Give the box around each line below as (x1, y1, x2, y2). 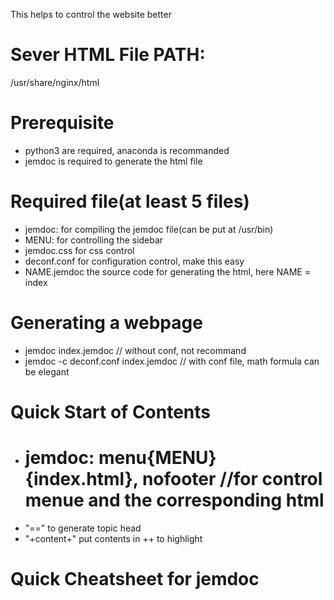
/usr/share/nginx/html (10, 76, 100, 88)
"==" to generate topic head (24, 522, 142, 534)
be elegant (24, 365, 70, 378)
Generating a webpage (10, 312, 203, 334)
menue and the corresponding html (24, 489, 325, 512)
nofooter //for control (141, 468, 323, 491)
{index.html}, (24, 468, 139, 491)
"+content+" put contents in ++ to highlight (24, 532, 203, 544)
